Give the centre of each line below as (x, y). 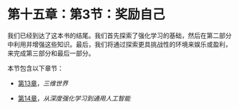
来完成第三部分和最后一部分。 (51, 53)
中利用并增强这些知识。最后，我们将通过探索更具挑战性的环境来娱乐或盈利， (119, 44)
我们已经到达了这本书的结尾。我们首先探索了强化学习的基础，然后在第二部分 (119, 35)
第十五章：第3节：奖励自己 (86, 15)
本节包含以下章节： (36, 68)
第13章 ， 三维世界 (43, 83)
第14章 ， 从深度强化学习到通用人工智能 (74, 98)
